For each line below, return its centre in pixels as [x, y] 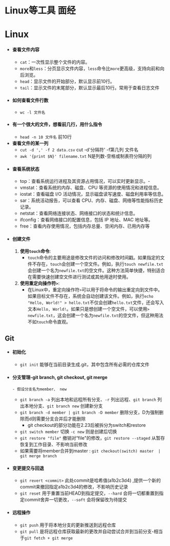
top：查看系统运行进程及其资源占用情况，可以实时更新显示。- [85, 181]
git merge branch [38, 456]
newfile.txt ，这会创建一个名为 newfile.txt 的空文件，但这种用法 [95, 315]
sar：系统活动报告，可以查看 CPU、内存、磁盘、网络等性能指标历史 [91, 200]
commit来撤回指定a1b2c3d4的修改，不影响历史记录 [74, 487]
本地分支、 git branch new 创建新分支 [63, 406]
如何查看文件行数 [30, 100]
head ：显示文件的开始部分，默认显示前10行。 [67, 81]
